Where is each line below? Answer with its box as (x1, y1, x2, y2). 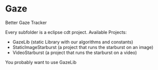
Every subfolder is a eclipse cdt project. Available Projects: (5, 29, 127, 35)
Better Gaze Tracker (5, 19, 47, 25)
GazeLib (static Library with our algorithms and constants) (12, 38, 133, 45)
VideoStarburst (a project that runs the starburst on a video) (12, 49, 137, 55)
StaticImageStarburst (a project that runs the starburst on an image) (12, 44, 153, 50)
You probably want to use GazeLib (5, 59, 76, 65)
